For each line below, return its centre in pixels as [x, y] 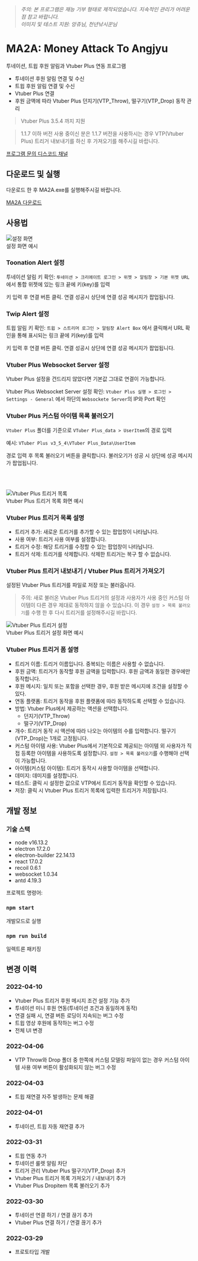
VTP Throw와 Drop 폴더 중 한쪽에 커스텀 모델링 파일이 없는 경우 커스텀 [97, 1060]
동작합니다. [28, 679]
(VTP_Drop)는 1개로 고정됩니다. [52, 738]
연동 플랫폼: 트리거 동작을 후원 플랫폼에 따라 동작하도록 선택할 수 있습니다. [100, 701]
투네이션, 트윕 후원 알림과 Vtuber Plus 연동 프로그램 [66, 65]
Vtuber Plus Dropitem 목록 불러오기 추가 [62, 1185]
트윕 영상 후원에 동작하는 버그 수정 [54, 1023]
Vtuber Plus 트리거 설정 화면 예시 [45, 633]
